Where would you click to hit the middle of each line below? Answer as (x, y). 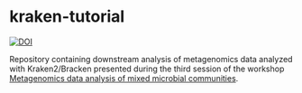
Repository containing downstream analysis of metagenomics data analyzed (151, 59)
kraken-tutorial (67, 17)
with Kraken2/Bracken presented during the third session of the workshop (147, 69)
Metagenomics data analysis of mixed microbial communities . (124, 78)
